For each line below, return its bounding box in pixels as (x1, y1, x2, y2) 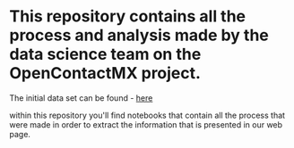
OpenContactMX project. (9, 63, 202, 84)
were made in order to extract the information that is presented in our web (9, 119, 283, 130)
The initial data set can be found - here (9, 92, 153, 103)
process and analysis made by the (9, 25, 269, 45)
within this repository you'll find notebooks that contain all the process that (9, 110, 285, 120)
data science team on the (9, 45, 202, 64)
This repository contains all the (9, 6, 246, 27)
